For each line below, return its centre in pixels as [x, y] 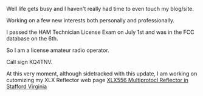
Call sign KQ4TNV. [29, 62]
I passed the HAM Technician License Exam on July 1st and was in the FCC [100, 32]
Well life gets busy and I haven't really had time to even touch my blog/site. [100, 9]
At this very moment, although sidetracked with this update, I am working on [102, 74]
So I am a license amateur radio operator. [58, 50]
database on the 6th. [33, 38]
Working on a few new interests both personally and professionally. [91, 20]
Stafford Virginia [27, 86]
